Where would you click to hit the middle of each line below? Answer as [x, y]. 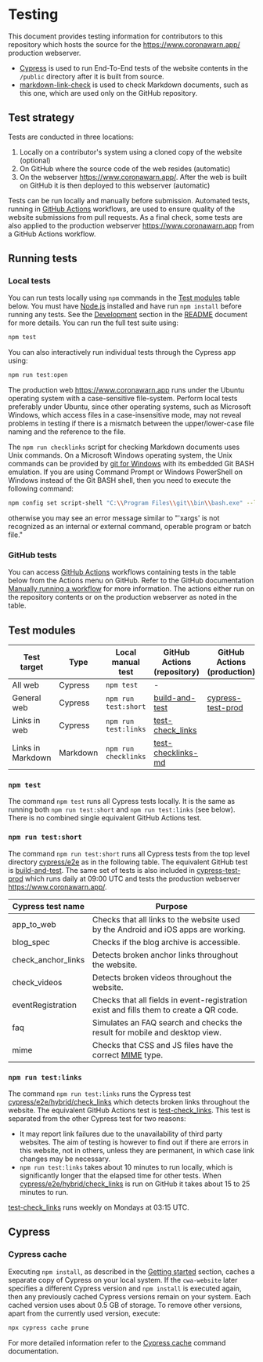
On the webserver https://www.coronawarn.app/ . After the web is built [133, 177]
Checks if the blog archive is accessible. [166, 942]
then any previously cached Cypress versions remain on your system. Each [130, 1296]
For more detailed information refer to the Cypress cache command [117, 1342]
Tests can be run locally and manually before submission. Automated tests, [129, 200]
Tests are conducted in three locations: [71, 137]
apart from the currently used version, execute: [84, 1313]
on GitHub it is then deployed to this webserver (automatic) [115, 185]
